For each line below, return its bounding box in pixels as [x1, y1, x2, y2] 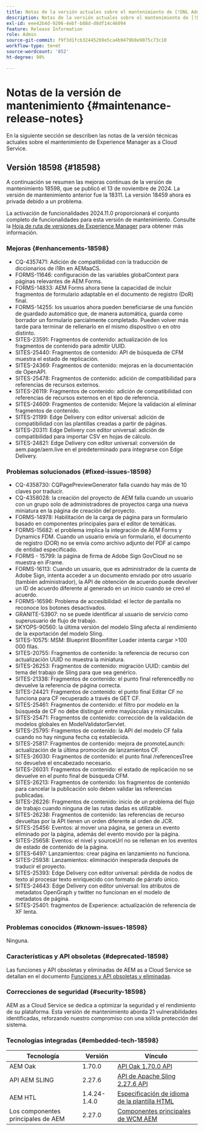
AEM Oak [9, 1062, 36, 1071]
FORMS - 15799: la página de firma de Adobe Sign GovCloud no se [15, 552, 183, 559]
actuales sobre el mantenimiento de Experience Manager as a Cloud [6, 138, 177, 145]
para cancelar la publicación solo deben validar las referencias [15, 785, 172, 792]
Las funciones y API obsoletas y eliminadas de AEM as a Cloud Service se [6, 966, 192, 973]
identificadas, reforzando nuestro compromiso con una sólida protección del [6, 1014, 198, 1021]
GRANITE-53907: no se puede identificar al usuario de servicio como [15, 610, 188, 618]
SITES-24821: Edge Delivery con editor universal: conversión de [15, 439, 175, 446]
